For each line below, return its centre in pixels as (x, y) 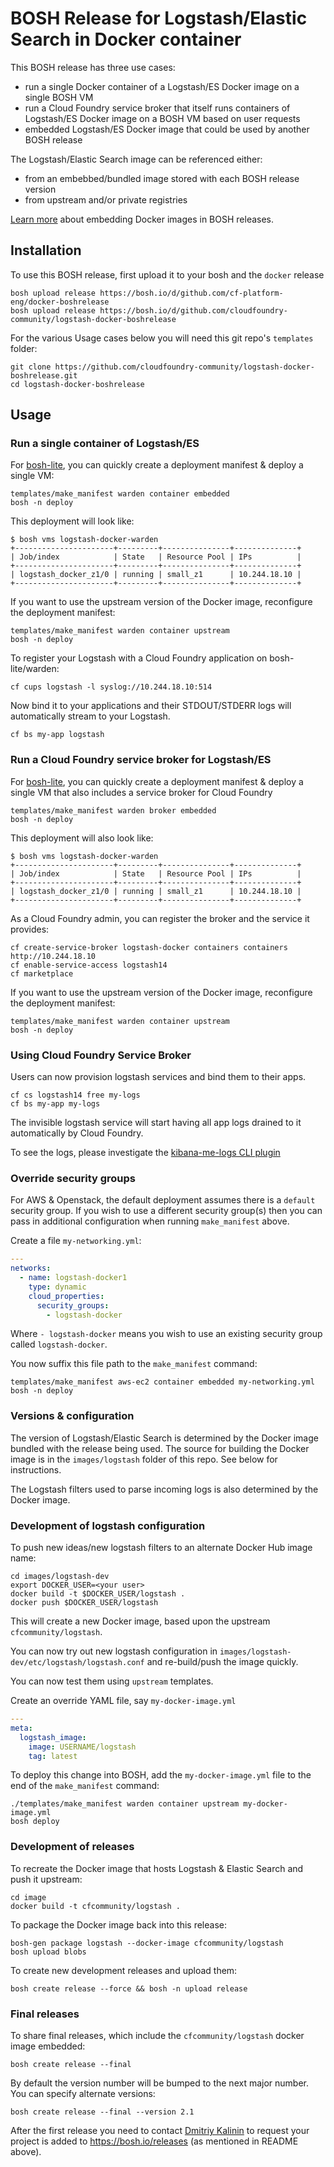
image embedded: (48, 2046)
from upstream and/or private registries (106, 199)
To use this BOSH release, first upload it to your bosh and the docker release (167, 274)
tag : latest (53, 1756)
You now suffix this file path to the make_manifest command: (134, 1364)
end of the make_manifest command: (85, 1786)
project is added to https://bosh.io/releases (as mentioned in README (154, 2141)
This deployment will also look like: (82, 838)
